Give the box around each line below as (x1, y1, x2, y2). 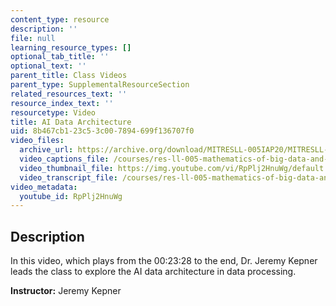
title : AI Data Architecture (10, 117, 132, 127)
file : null (10, 33, 56, 43)
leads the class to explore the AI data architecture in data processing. (10, 266, 297, 278)
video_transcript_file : (19, 172, 118, 183)
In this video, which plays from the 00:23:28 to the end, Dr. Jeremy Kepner (10, 255, 318, 267)
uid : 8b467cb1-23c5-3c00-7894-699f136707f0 (10, 126, 195, 136)
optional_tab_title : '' (10, 52, 110, 62)
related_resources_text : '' (10, 89, 128, 99)
